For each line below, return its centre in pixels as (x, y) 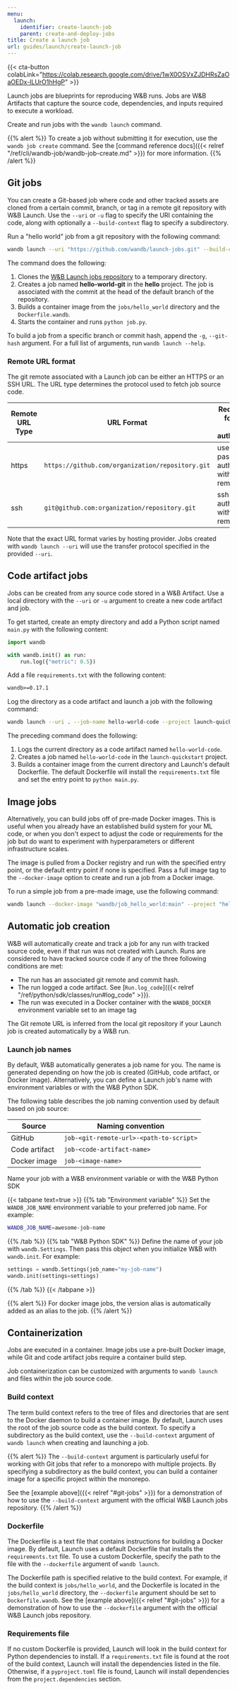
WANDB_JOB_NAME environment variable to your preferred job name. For (108, 1207)
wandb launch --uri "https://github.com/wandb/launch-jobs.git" (104, 249)
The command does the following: (57, 263)
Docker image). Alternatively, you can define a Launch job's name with (110, 1080)
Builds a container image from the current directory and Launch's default (123, 765)
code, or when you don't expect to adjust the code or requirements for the (115, 833)
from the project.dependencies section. (65, 1679)
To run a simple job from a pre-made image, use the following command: (113, 891)
